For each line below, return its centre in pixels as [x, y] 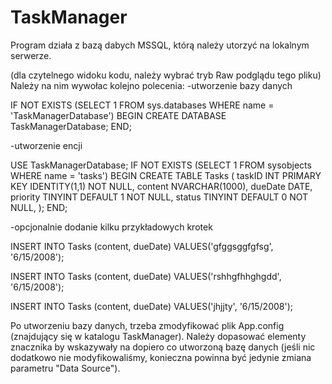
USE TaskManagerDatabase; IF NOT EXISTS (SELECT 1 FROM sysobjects [161, 165]
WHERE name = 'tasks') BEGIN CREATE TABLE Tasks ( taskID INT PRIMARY [166, 175]
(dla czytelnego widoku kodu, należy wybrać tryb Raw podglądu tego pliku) [166, 75]
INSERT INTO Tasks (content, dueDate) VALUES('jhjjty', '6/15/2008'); [151, 306]
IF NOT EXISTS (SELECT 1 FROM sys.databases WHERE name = [142, 105]
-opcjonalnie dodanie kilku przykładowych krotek [111, 227]
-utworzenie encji [46, 145]
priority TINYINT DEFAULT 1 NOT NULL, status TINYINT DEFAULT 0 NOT [159, 197]
